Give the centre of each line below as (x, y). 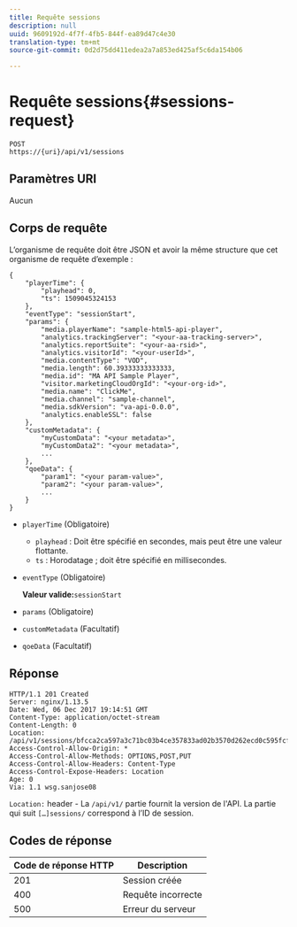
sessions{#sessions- (155, 102)
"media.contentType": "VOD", (95, 360)
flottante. (52, 551)
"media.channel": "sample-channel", (108, 399)
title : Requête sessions (55, 17)
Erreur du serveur (159, 909)
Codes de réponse (61, 841)
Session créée (152, 880)
